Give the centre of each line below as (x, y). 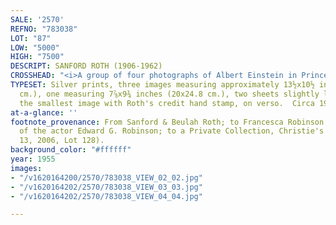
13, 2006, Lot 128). (62, 141)
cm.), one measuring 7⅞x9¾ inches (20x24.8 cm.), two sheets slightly (169, 94)
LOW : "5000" (35, 47)
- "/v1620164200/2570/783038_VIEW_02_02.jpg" (106, 177)
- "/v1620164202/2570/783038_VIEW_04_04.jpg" (106, 196)
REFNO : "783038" (44, 29)
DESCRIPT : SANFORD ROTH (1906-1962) (86, 66)
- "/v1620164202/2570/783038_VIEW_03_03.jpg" (106, 187)
